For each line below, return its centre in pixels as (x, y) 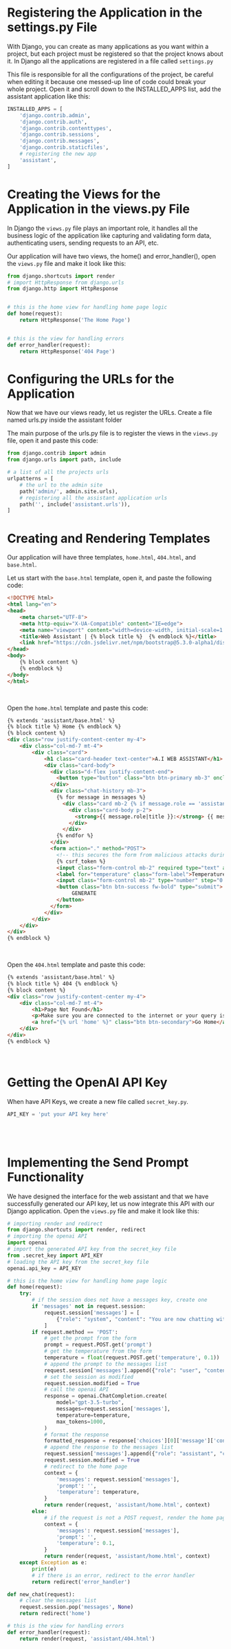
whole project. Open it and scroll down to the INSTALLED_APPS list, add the (114, 89)
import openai (27, 1243)
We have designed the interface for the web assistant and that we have (108, 1196)
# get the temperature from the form (98, 1351)
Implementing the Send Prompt (98, 1162)
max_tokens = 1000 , (81, 1422)
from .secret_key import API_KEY (55, 1256)
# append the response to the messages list (109, 1447)
